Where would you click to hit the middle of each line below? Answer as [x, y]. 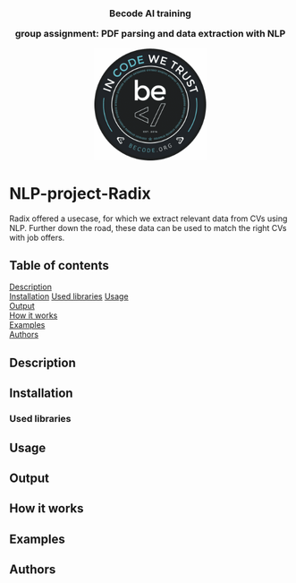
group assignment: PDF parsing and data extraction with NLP [150, 34]
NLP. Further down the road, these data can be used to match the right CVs [148, 227]
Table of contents [59, 266]
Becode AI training [150, 13]
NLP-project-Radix [80, 193]
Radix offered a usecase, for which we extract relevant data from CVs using [148, 219]
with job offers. [37, 237]
